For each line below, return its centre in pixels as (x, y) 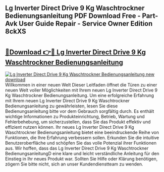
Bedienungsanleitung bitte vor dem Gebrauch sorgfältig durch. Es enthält (80, 111)
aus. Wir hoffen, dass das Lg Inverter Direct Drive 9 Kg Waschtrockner (77, 148)
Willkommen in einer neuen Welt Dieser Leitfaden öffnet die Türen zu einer (81, 85)
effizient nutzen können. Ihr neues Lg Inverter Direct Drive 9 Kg (70, 127)
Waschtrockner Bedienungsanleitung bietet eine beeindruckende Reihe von (82, 132)
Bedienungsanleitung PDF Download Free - (73, 16)
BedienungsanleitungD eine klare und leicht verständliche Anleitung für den (82, 153)
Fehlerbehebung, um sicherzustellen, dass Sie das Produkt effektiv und (78, 122)
